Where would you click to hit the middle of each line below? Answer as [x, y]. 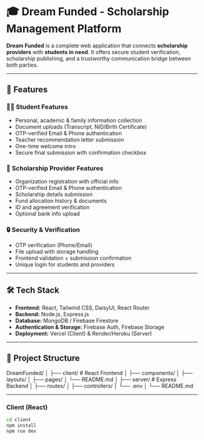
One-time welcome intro [45, 146]
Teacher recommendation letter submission [70, 140]
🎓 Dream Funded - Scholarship [88, 12]
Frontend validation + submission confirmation [73, 258]
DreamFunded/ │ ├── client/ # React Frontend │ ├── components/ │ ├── [100, 373]
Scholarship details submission [54, 194]
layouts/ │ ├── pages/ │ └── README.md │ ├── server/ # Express [92, 379]
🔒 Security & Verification [43, 229]
